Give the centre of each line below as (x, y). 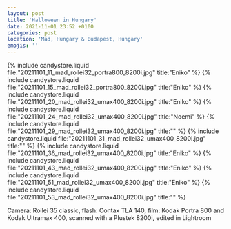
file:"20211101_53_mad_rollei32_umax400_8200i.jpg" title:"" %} (97, 197)
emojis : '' (23, 46)
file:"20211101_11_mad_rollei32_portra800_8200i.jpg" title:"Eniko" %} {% (109, 72)
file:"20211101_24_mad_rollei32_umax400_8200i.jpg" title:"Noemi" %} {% (111, 117)
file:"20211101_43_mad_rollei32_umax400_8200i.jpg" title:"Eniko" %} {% (110, 168)
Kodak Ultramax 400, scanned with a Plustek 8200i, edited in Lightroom (109, 218)
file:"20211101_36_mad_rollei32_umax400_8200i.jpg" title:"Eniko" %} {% (109, 153)
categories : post (32, 33)
